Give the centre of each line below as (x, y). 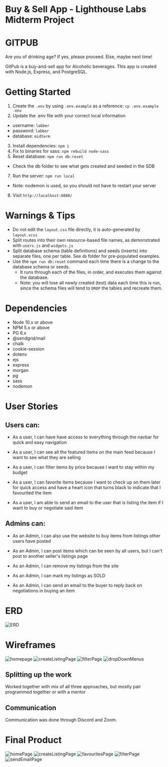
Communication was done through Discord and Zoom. (61, 720)
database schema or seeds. (41, 267)
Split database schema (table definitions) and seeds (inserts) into (80, 251)
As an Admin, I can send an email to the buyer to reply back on (77, 585)
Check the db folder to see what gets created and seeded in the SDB (83, 166)
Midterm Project (40, 20)
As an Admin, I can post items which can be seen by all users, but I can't (87, 551)
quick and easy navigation (39, 442)
